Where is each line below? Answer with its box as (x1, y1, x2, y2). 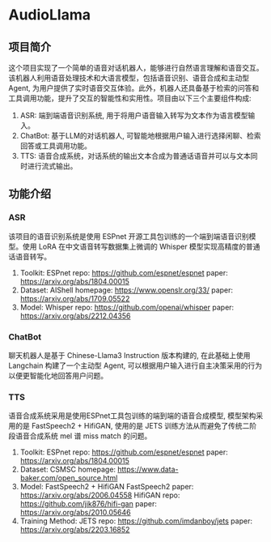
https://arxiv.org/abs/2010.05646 (19, 508, 131, 518)
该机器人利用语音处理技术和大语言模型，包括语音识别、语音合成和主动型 (8, 73, 249, 83)
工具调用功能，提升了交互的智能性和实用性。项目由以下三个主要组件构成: (8, 93, 252, 103)
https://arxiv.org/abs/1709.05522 (19, 293, 130, 303)
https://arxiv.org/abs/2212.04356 (19, 310, 131, 321)
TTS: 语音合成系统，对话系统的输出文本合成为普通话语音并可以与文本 (19, 152, 251, 160)
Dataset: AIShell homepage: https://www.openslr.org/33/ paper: (19, 285, 233, 295)
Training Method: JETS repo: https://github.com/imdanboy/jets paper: (19, 516, 253, 526)
